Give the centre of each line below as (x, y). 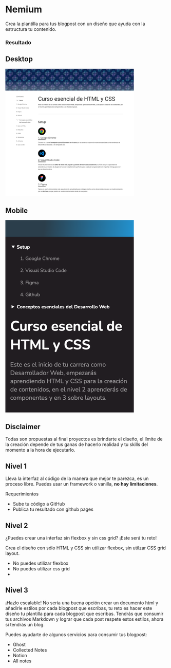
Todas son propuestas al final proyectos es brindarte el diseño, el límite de (84, 439)
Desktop (19, 59)
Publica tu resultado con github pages (53, 509)
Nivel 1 (16, 466)
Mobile (17, 210)
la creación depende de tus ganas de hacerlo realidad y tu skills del (77, 444)
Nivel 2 (17, 525)
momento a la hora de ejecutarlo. (40, 450)
